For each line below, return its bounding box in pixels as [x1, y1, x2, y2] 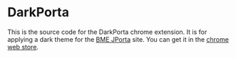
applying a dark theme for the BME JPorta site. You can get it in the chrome [7, 35, 230, 43]
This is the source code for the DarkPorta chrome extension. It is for [7, 28, 207, 36]
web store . [7, 42, 39, 51]
